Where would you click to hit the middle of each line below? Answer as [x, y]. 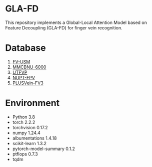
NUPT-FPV [24, 77]
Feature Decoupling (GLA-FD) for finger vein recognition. [64, 27]
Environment [32, 103]
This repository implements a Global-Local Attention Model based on [76, 22]
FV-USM [21, 62]
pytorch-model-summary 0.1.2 [43, 149]
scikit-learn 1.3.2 [29, 143]
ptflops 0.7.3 [25, 154]
